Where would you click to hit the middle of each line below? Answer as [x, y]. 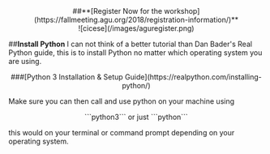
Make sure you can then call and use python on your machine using [122, 101]
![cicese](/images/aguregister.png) [136, 28]
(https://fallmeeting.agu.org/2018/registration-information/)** [136, 19]
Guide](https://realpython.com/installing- [193, 77]
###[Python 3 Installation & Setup [67, 77]
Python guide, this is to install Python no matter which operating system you [135, 53]
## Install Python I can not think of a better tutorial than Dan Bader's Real [131, 44]
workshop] [182, 11]
